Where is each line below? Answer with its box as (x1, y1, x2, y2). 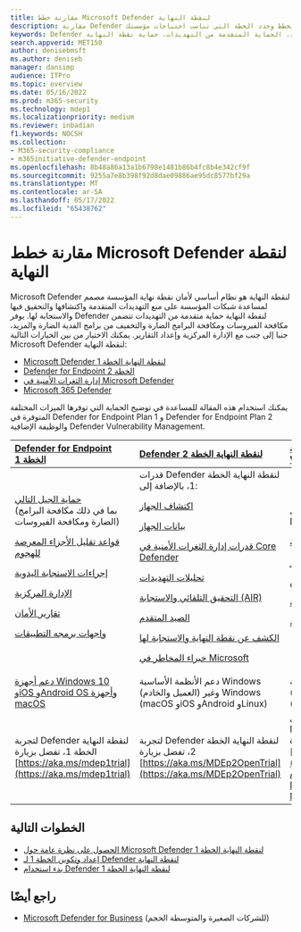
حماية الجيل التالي (14, 492, 82, 505)
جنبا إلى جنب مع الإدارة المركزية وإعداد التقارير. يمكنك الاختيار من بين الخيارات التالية (10, 329, 288, 340)
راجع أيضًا (10, 888, 56, 903)
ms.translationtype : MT (10, 180, 99, 189)
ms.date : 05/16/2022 (10, 88, 88, 97)
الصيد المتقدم (138, 611, 190, 624)
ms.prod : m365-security (10, 96, 99, 105)
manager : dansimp (10, 63, 75, 72)
